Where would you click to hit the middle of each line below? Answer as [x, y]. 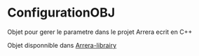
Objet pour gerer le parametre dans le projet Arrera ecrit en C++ [100, 32]
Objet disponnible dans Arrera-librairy [62, 45]
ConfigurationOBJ [61, 13]
